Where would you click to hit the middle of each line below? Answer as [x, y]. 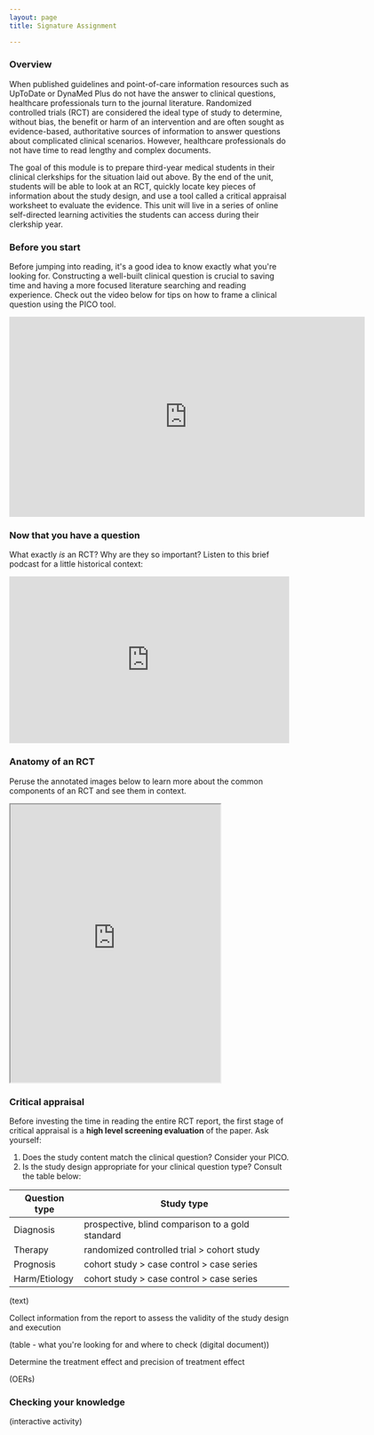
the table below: [52, 1176]
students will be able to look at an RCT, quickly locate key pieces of [132, 186]
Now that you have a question [75, 536]
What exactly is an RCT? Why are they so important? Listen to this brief [139, 555]
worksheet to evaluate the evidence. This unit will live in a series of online [144, 205]
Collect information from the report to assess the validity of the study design [149, 1318]
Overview [31, 65]
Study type [184, 1204]
